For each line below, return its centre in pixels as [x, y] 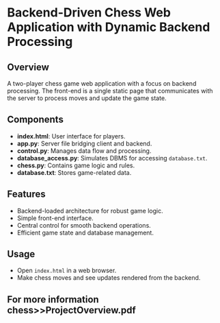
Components [35, 120]
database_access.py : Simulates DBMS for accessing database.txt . [112, 158]
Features [26, 194]
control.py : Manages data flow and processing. [84, 151]
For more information [53, 299]
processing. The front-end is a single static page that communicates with [110, 91]
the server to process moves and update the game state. [87, 98]
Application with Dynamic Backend [109, 27]
